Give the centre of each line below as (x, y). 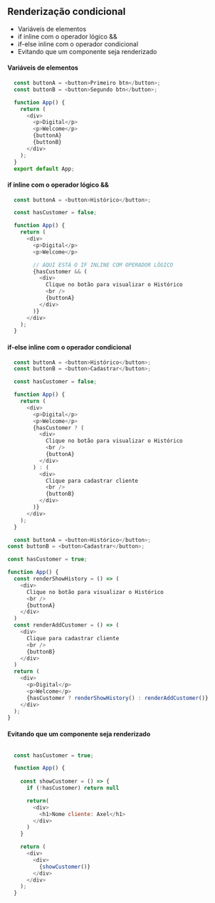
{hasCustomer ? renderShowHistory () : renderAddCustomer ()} (117, 698)
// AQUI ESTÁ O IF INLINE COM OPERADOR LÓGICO (103, 265)
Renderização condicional (67, 12)
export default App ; (44, 169)
